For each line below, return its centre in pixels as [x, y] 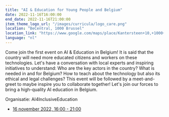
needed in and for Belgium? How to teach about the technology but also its [83, 73]
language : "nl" [21, 38]
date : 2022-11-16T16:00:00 [33, 15]
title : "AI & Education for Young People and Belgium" [64, 10]
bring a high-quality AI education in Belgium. [51, 89]
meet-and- [144, 79]
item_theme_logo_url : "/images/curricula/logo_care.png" [66, 24]
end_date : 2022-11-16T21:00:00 [38, 19]
